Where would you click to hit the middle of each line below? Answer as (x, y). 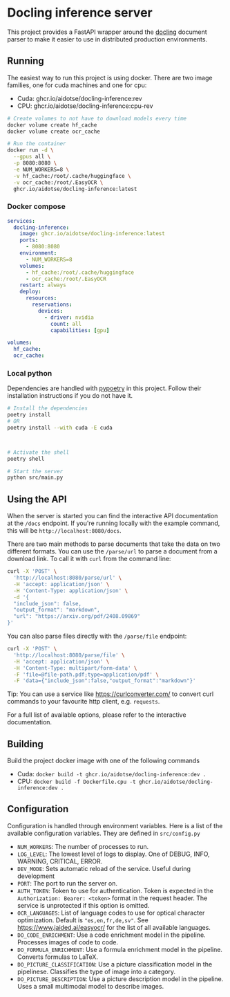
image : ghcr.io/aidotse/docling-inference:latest (93, 234)
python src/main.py (35, 478)
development (36, 876)
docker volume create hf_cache (52, 125)
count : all (66, 324)
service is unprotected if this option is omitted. (83, 905)
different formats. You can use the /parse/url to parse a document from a (112, 551)
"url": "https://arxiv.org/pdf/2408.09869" (77, 616)
